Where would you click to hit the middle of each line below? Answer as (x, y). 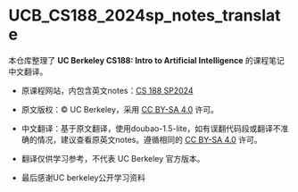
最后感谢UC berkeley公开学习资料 (83, 177)
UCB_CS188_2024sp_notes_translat (145, 16)
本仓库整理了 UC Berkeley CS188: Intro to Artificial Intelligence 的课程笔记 (146, 60)
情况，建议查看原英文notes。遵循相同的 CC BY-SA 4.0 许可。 (149, 139)
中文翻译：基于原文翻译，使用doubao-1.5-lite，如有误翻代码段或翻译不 (151, 128)
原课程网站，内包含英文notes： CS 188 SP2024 (107, 90)
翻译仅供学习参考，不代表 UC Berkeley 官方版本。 (113, 158)
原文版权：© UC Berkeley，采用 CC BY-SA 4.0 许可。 (120, 109)
